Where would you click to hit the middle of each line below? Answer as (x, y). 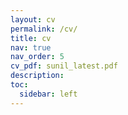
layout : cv (33, 19)
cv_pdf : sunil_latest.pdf (64, 66)
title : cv (31, 38)
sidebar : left (48, 94)
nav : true (31, 47)
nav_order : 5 (37, 57)
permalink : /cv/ (44, 29)
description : (37, 76)
